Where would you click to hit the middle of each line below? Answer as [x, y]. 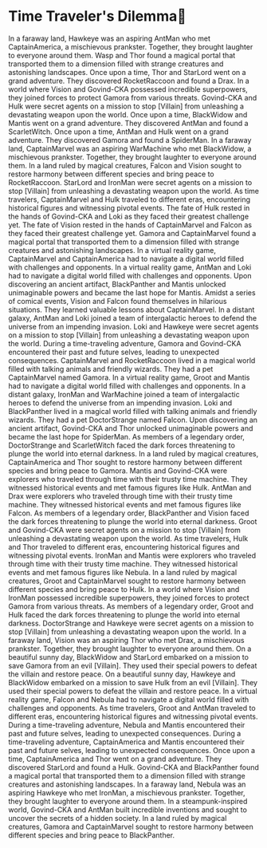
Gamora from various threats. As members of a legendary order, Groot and [131, 606]
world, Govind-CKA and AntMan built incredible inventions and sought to [128, 810]
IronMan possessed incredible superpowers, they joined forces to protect [129, 598]
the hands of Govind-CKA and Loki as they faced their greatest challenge [129, 216]
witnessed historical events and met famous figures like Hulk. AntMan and [130, 487]
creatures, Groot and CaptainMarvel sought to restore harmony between [127, 581]
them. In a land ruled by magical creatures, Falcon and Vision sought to [125, 165]
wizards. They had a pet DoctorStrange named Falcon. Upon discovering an [133, 420]
